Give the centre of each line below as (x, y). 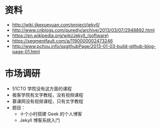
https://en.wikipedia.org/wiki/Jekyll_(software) (61, 35)
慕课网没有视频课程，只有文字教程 (48, 101)
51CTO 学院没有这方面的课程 (42, 89)
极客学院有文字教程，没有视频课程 (48, 95)
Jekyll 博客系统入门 (40, 120)
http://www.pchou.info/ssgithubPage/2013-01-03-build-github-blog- (84, 46)
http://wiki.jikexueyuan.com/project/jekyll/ (56, 25)
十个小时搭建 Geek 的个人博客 (51, 114)
